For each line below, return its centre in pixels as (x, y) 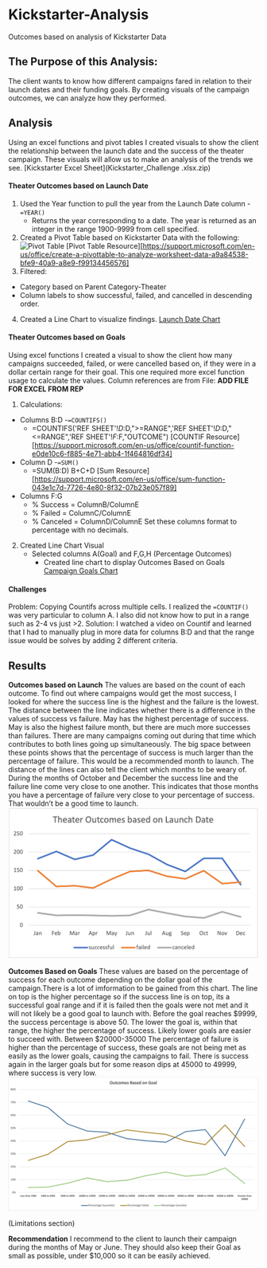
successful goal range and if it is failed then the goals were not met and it (128, 1005)
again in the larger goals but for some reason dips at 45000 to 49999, (122, 1064)
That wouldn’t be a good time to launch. (74, 803)
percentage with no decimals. (80, 530)
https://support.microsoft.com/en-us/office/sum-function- (130, 479)
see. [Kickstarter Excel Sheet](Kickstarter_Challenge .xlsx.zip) (110, 167)
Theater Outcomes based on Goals (67, 337)
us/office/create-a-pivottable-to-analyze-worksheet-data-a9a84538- (134, 254)
